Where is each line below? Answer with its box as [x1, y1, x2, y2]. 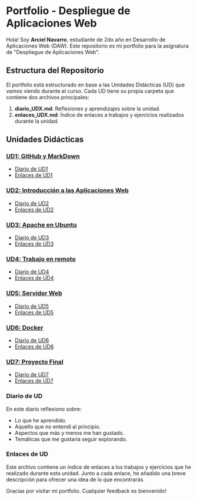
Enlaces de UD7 [14, 377, 54, 384]
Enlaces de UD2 [14, 206, 54, 213]
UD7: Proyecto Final [6, 357, 64, 365]
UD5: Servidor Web [6, 289, 63, 297]
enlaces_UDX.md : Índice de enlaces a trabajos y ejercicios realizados [14, 111, 184, 118]
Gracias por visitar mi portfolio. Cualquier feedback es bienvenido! [6, 487, 167, 494]
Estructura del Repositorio [6, 66, 104, 76]
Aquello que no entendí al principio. [14, 423, 101, 430]
